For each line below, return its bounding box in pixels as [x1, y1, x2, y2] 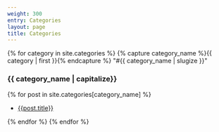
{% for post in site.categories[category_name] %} [7, 90, 151, 98]
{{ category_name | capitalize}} [7, 74, 118, 84]
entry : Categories [7, 17, 61, 24]
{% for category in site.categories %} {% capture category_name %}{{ [7, 49, 213, 58]
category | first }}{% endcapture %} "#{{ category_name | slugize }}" [7, 57, 208, 65]
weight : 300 [7, 10, 42, 18]
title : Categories [7, 29, 61, 37]
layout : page [7, 23, 46, 30]
